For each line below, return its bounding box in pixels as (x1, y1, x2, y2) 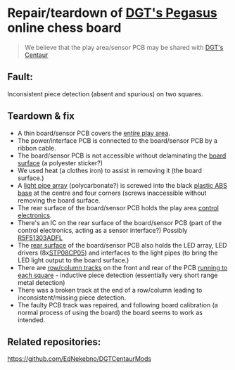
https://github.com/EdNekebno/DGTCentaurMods (7, 355, 152, 363)
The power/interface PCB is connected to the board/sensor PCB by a (17, 136, 218, 145)
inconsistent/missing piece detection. (17, 293, 127, 302)
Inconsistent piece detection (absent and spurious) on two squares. (7, 89, 203, 98)
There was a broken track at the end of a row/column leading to (17, 286, 203, 294)
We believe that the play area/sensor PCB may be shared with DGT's (24, 43, 224, 51)
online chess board (7, 20, 122, 36)
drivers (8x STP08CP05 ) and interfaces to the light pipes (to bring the (17, 248, 218, 257)
